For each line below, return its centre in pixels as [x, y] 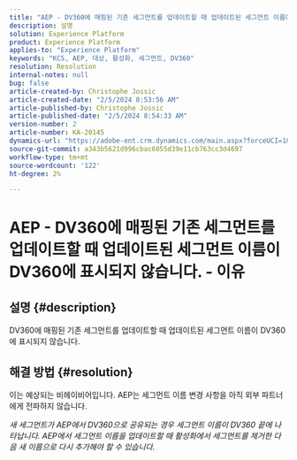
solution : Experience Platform [67, 34]
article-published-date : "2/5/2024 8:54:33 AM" [99, 116]
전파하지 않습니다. [56, 406]
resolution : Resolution [53, 67]
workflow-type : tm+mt [49, 157]
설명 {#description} [63, 307]
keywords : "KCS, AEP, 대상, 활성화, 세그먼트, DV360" [102, 58]
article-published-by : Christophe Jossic [87, 108]
